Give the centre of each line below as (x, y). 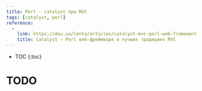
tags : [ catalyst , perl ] (36, 17)
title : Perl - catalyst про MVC (47, 12)
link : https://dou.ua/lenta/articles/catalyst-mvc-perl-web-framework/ (109, 34)
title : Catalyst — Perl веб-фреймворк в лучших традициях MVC (96, 40)
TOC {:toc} (28, 57)
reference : (20, 23)
